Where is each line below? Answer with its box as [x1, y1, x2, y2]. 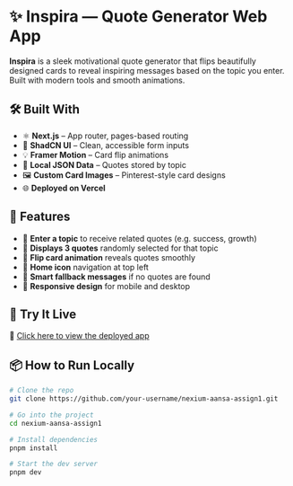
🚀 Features [9, 209, 71, 225]
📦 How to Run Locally [9, 358, 135, 373]
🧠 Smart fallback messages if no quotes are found [22, 271, 211, 282]
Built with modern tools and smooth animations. [9, 75, 185, 85]
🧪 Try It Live [9, 306, 77, 322]
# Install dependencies [9, 435, 99, 444]
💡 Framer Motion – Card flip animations [22, 149, 168, 160]
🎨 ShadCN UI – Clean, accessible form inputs [22, 139, 190, 150]
